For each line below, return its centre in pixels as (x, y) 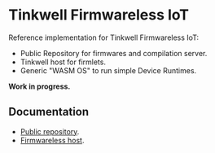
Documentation (49, 112)
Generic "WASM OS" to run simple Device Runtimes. (108, 70)
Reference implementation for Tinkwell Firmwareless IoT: (104, 37)
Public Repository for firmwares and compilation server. (114, 53)
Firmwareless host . (52, 140)
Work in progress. (39, 86)
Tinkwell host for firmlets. (63, 62)
